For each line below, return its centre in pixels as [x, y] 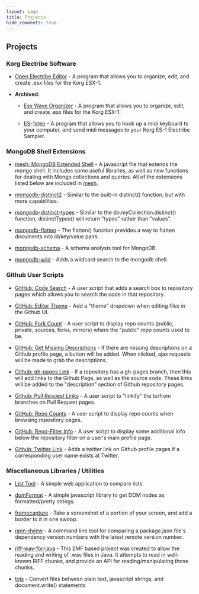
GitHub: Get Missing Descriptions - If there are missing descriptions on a [103, 347]
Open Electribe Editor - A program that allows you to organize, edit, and [102, 76]
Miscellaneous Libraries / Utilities [55, 471]
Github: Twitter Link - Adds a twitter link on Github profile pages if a [97, 449]
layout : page [22, 12]
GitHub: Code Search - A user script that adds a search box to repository [104, 288]
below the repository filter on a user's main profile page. [83, 437]
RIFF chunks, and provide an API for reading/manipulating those [110, 561]
